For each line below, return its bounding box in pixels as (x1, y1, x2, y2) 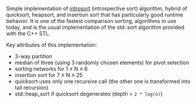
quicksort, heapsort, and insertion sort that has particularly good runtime (6, 11, 184, 18)
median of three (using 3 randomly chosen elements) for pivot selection (14, 59, 190, 66)
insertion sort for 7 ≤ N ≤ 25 (14, 72, 83, 78)
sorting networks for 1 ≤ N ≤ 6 (14, 65, 88, 72)
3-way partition (14, 53, 53, 59)
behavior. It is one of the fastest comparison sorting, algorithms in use (6, 18, 177, 24)
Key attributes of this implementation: (6, 41, 97, 48)
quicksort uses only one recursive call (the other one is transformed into (14, 78, 191, 85)
